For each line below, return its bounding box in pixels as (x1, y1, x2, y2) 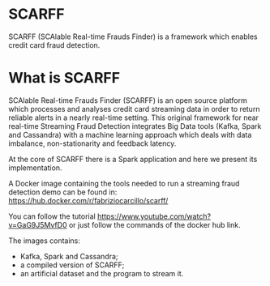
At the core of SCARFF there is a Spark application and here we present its (8, 154, 258, 164)
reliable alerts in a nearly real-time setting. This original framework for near (8, 113, 259, 122)
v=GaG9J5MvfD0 (8, 220, 67, 229)
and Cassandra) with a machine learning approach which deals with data (8, 130, 252, 139)
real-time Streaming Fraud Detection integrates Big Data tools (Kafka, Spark (8, 121, 262, 130)
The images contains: (8, 236, 81, 245)
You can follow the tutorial (8, 211, 96, 221)
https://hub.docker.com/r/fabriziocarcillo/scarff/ (8, 195, 169, 205)
